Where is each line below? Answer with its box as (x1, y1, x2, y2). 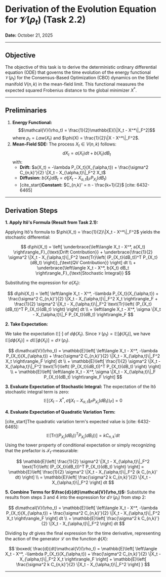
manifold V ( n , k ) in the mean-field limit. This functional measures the (5, 81, 144, 87)
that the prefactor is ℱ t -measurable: (5, 447, 79, 455)
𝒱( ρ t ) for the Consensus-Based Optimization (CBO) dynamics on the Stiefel (5, 75, 159, 82)
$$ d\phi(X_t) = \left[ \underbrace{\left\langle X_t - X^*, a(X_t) (20, 243, 146, 249)
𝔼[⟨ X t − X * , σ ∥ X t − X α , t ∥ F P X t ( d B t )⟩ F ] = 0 (43, 397, 123, 405)
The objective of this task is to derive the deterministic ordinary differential (5, 64, 157, 70)
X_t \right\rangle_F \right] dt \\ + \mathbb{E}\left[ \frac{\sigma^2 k (6, 516, 141, 522)
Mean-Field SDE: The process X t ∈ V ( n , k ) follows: (12, 141, 117, 148)
